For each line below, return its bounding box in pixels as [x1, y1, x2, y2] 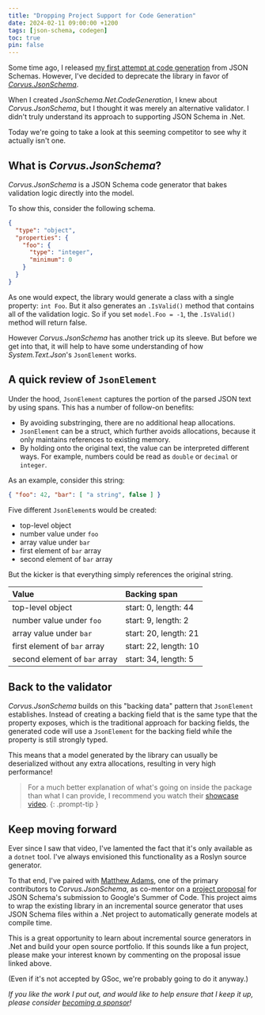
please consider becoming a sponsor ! [8, 998, 132, 1008]
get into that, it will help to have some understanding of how [8, 341, 204, 351]
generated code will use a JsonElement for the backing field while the [8, 727, 233, 736]
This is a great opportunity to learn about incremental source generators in [8, 933, 252, 943]
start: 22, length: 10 [125, 640, 199, 652]
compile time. [8, 918, 53, 928]
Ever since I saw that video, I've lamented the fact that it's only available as [8, 844, 253, 853]
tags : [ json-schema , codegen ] [8, 26, 108, 34]
